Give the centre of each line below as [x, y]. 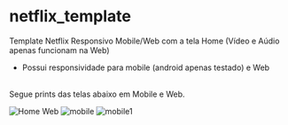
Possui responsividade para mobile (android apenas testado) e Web [146, 67]
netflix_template [70, 16]
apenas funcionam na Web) [59, 50]
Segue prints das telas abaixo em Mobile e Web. [97, 94]
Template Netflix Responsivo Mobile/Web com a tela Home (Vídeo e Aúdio [144, 41]
